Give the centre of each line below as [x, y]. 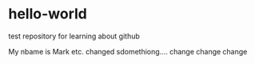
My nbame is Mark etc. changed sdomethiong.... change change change [128, 51]
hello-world [48, 14]
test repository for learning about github [74, 36]
